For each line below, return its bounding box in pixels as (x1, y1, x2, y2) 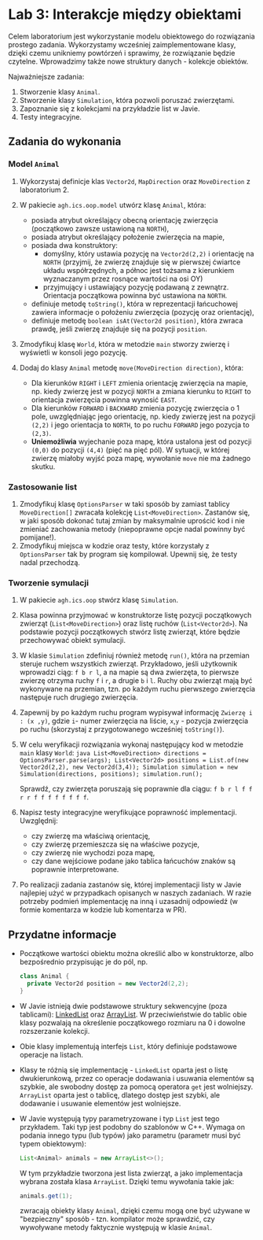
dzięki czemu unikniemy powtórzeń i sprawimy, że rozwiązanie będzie (8, 48, 236, 57)
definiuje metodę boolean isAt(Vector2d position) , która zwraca (31, 316, 243, 325)
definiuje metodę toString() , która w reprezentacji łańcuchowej (31, 299, 238, 308)
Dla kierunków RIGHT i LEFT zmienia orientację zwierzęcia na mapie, (31, 378, 249, 387)
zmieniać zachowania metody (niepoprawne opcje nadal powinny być (19, 524, 246, 533)
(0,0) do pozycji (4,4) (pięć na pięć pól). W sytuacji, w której (31, 445, 230, 454)
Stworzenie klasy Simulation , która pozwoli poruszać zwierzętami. (19, 95, 236, 105)
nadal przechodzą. (19, 557, 81, 567)
